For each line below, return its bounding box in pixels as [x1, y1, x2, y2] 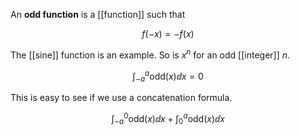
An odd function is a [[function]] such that [10, 9, 186, 20]
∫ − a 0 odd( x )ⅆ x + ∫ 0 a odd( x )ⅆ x [111, 111, 225, 127]
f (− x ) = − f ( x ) [141, 28, 195, 39]
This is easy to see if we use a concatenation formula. [10, 92, 233, 104]
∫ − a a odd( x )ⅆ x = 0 [132, 68, 204, 84]
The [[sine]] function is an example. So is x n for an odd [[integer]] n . [10, 47, 291, 61]
